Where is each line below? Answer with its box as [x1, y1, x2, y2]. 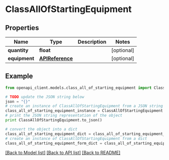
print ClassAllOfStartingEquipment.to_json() [5, 118, 102, 123]
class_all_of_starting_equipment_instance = [5, 108, 100, 113]
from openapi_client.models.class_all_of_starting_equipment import [5, 85, 152, 90]
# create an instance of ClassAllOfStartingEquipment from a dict [5, 136, 147, 141]
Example [5, 72, 33, 81]
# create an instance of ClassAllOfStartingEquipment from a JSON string [5, 104, 163, 109]
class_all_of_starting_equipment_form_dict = [5, 140, 102, 146]
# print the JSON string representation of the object [5, 113, 123, 118]
